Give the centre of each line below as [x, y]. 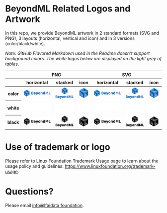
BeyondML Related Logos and [68, 9]
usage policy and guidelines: [34, 166]
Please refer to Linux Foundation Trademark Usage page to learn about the [82, 161]
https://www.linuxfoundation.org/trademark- [110, 166]
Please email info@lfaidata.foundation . [44, 205]
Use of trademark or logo [58, 147]
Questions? [29, 191]
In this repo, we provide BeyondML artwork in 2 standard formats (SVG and [82, 33]
